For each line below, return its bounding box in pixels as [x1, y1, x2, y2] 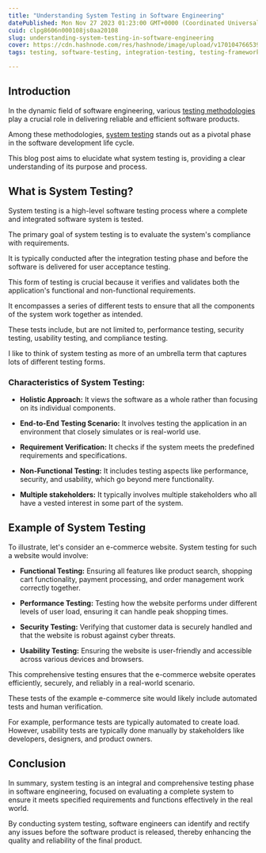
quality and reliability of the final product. [8, 836, 142, 845]
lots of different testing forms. [8, 357, 105, 366]
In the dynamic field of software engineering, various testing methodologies [8, 105, 256, 115]
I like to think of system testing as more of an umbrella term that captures [8, 348, 247, 358]
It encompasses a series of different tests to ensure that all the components [8, 300, 255, 310]
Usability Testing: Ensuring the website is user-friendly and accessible [19, 645, 253, 655]
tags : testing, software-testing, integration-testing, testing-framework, [8, 48, 264, 56]
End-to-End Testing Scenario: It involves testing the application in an [19, 418, 247, 428]
